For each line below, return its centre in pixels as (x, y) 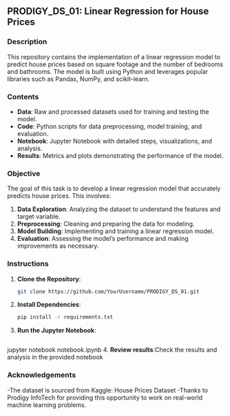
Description (27, 42)
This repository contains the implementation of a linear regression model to (114, 57)
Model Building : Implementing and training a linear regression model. (116, 231)
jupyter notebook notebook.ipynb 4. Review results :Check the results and (112, 350)
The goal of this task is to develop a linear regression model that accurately (114, 188)
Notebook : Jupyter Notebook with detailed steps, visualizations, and (114, 141)
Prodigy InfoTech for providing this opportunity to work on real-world (105, 397)
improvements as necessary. (58, 246)
